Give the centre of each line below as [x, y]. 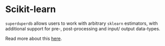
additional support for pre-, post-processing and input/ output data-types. [83, 28]
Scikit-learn [30, 9]
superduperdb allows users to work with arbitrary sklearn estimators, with [82, 23]
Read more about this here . [34, 38]
